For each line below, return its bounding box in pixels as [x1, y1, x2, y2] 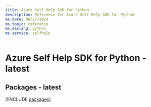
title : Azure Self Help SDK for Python [5, 7, 89, 13]
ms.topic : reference [5, 21, 49, 27]
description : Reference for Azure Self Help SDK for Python [5, 12, 135, 17]
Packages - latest [5, 83, 62, 91]
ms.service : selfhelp [5, 31, 51, 36]
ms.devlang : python [5, 26, 46, 31]
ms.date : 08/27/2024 [5, 17, 49, 22]
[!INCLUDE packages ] [5, 96, 51, 102]
